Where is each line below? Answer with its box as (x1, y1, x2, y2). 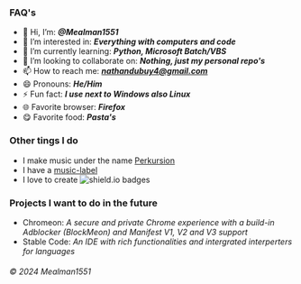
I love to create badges (22, 174, 150, 185)
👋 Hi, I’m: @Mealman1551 (22, 27, 119, 38)
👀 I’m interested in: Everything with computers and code (22, 36, 236, 47)
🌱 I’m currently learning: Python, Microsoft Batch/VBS (22, 46, 227, 57)
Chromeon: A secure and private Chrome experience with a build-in (22, 216, 275, 227)
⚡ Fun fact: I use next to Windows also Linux (22, 88, 191, 100)
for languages (22, 245, 75, 256)
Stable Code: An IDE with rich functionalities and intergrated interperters (22, 236, 293, 247)
